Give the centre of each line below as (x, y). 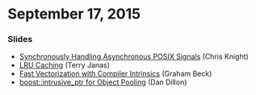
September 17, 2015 (74, 14)
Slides (20, 39)
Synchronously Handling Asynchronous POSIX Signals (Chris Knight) (134, 56)
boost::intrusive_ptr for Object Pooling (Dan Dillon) (103, 82)
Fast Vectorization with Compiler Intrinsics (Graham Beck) (115, 74)
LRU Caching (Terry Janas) (65, 65)
